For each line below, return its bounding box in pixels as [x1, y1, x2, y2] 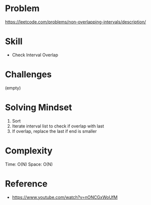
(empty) [5, 85, 21, 91]
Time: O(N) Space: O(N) [5, 161, 53, 167]
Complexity [5, 145, 53, 156]
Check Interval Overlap [12, 52, 58, 58]
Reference [5, 178, 47, 189]
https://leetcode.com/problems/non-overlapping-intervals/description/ [5, 19, 146, 25]
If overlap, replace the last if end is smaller [12, 128, 97, 134]
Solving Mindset [5, 102, 72, 113]
